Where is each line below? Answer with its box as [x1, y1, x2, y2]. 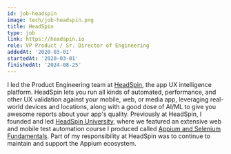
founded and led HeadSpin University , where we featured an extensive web [7, 117, 222, 125]
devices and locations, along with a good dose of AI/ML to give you [24, 102, 217, 110]
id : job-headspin [7, 10, 57, 17]
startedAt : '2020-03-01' [7, 55, 79, 62]
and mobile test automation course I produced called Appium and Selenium [7, 124, 221, 133]
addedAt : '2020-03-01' [7, 49, 72, 56]
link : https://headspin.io [7, 36, 85, 43]
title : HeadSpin [7, 23, 54, 30]
